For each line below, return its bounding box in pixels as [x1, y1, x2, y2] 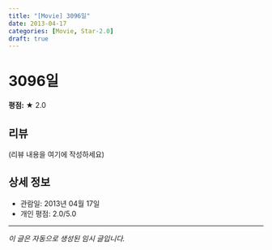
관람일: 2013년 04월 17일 [19, 198, 100, 208]
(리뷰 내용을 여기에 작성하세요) [8, 149, 105, 159]
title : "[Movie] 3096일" [8, 11, 91, 20]
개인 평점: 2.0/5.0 [19, 209, 77, 218]
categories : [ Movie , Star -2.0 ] [8, 27, 114, 35]
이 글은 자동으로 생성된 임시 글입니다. [8, 233, 125, 244]
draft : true [8, 34, 49, 43]
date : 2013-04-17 [8, 19, 67, 28]
